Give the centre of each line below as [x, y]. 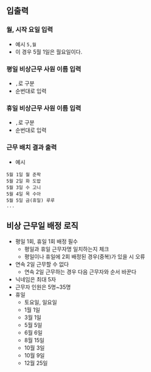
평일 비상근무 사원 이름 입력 [44, 69]
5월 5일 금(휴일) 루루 [30, 200]
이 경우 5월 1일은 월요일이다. [49, 52]
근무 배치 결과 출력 [32, 148]
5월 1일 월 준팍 [24, 174]
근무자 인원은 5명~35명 [43, 287]
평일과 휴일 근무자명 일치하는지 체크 [67, 249]
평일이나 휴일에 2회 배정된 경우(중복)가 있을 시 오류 [85, 257]
